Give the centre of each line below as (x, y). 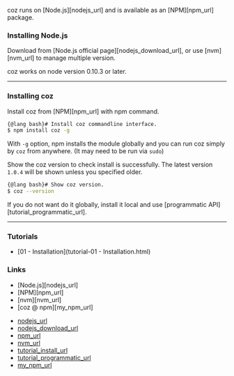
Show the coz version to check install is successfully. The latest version (110, 165)
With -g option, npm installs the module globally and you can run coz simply (116, 144)
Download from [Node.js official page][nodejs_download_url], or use (105, 51)
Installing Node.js (38, 36)
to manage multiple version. (76, 58)
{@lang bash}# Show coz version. (56, 185)
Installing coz (30, 96)
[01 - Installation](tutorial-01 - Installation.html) (84, 252)
